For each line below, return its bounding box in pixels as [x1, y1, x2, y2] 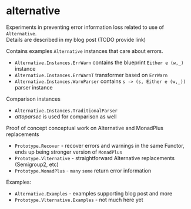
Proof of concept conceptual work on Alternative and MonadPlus [6, 124, 163, 131]
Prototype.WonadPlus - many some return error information [14, 167, 152, 174]
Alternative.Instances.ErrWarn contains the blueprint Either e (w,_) [14, 59, 184, 66]
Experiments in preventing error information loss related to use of [6, 24, 165, 31]
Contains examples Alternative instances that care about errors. [6, 47, 163, 54]
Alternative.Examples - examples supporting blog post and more [14, 190, 173, 197]
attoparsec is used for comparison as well [14, 113, 117, 120]
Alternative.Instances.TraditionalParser [14, 108, 118, 114]
